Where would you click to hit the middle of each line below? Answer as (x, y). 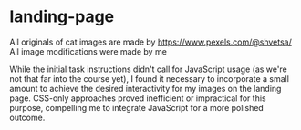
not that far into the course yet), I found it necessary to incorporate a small (150, 78)
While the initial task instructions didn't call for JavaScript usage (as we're (148, 69)
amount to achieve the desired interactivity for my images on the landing (145, 88)
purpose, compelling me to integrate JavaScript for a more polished (137, 107)
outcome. (27, 117)
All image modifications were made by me (88, 51)
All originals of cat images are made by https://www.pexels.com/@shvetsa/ (150, 42)
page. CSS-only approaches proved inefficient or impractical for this (138, 98)
